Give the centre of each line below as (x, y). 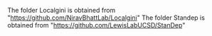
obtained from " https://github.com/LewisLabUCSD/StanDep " (96, 25)
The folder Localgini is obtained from (62, 10)
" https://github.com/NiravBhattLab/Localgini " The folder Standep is (106, 18)
